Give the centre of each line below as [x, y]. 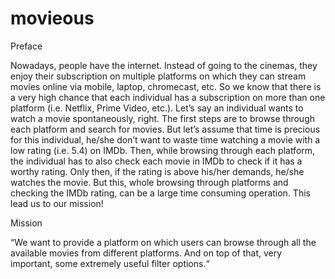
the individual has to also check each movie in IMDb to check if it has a [156, 161]
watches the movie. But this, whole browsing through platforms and [149, 182]
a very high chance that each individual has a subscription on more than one [168, 97]
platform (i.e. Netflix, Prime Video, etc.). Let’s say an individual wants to [157, 108]
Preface [26, 46]
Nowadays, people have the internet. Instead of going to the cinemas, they [164, 65]
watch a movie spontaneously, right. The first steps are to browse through [163, 118]
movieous [52, 18]
